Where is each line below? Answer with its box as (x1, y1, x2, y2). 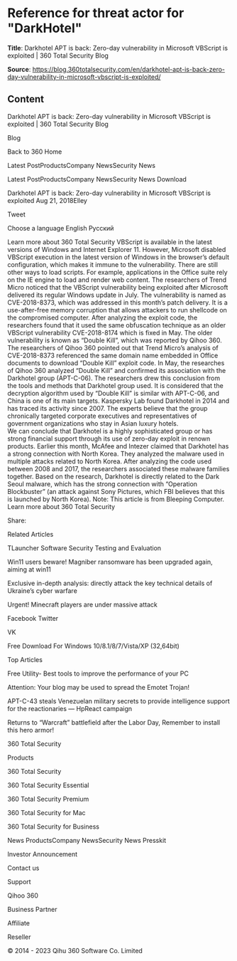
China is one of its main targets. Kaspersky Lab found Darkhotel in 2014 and (7, 397, 230, 405)
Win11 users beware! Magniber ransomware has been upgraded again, (7, 557, 213, 566)
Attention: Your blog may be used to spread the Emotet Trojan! (7, 683, 190, 691)
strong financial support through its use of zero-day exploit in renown (7, 434, 211, 443)
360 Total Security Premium (7, 794, 89, 803)
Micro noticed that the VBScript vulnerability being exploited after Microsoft (7, 283, 228, 291)
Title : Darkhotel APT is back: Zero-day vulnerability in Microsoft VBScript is (7, 43, 228, 52)
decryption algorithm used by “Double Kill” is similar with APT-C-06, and (7, 389, 220, 397)
